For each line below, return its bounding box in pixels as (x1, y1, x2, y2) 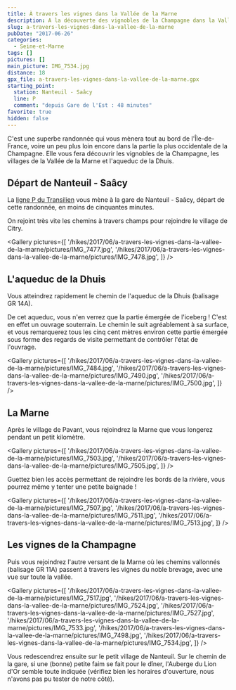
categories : (7, 37, 42, 44)
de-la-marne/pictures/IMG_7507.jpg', (7, 504, 114, 512)
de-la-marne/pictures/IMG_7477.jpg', (7, 245, 114, 254)
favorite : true (7, 108, 52, 115)
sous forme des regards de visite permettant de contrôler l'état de (7, 336, 199, 344)
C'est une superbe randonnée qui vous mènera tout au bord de (7, 134, 190, 143)
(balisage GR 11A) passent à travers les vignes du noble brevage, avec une (7, 565, 223, 573)
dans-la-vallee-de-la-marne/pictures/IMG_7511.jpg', (7, 511, 157, 520)
